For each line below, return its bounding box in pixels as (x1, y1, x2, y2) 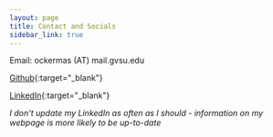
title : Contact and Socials (9, 22, 117, 31)
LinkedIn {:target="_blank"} (9, 90, 110, 101)
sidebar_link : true (9, 30, 84, 39)
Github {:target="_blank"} (9, 73, 103, 83)
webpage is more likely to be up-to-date (9, 117, 162, 128)
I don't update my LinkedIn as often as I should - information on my (9, 108, 264, 119)
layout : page (9, 13, 59, 23)
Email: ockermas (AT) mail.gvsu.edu (9, 55, 144, 66)
